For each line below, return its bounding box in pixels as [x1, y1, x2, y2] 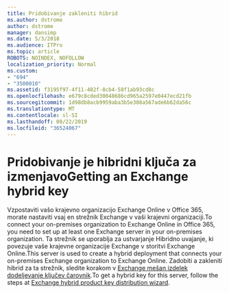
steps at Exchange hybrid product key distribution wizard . [7, 279, 170, 287]
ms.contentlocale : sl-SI [7, 112, 78, 118]
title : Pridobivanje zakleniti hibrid [7, 10, 118, 17]
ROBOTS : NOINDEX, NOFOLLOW [7, 55, 84, 62]
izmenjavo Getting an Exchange [7, 168, 189, 184]
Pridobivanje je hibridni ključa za [7, 154, 197, 170]
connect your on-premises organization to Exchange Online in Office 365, [7, 220, 215, 229]
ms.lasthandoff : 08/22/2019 [7, 118, 88, 125]
